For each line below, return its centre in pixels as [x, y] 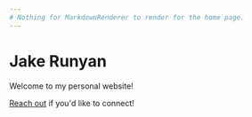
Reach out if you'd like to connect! [72, 103]
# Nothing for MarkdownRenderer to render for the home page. [127, 17]
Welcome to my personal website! [71, 86]
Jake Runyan [58, 61]
